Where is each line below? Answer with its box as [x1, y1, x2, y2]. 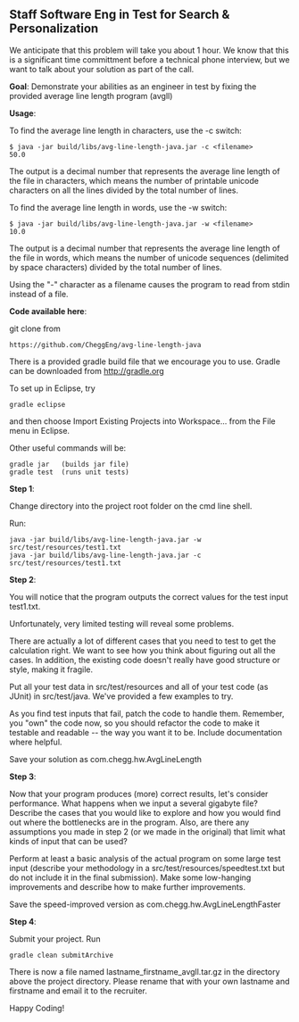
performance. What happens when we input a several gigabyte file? [9, 798, 259, 809]
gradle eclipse [9, 400, 66, 409]
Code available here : [9, 305, 87, 316]
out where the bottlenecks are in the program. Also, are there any [9, 817, 250, 827]
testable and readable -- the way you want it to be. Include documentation [9, 727, 283, 737]
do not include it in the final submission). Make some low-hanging [9, 872, 252, 883]
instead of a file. [9, 288, 69, 299]
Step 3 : [9, 771, 37, 782]
